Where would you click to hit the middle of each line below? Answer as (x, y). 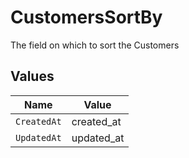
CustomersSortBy (86, 17)
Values (32, 76)
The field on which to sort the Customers (95, 45)
